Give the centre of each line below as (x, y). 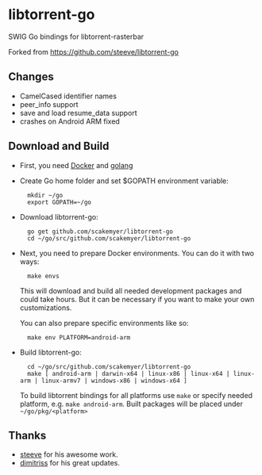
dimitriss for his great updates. (70, 463)
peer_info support (49, 104)
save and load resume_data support (78, 113)
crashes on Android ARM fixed (70, 121)
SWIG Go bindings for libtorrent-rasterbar (76, 36)
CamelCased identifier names (68, 96)
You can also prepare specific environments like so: (104, 323)
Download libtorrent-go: (59, 216)
